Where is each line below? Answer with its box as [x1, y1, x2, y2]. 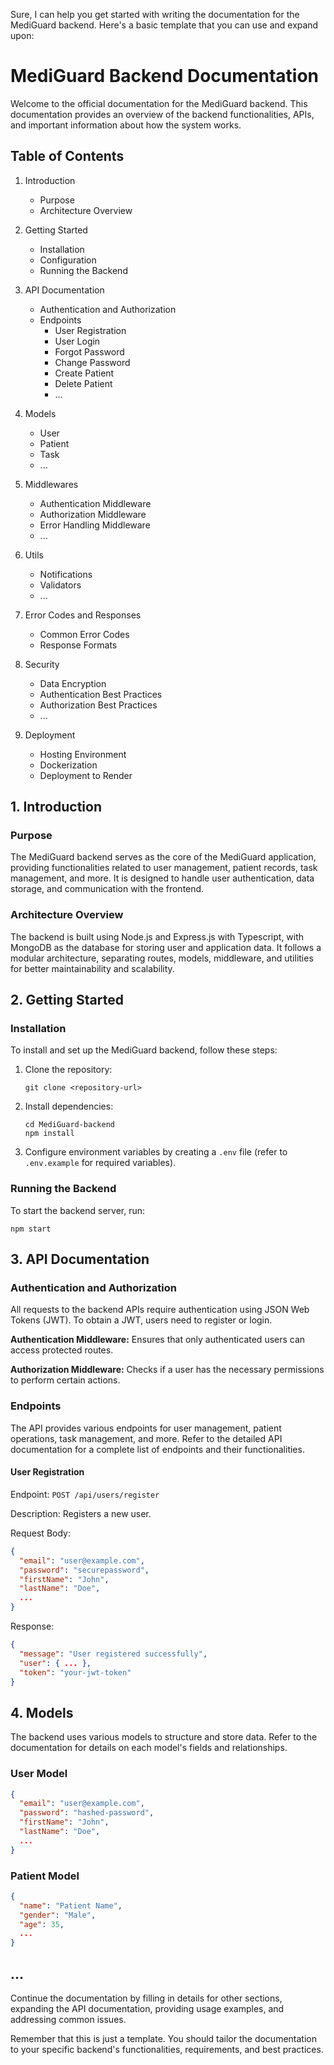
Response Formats [39, 639, 118, 651]
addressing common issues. [10, 2014, 127, 2025]
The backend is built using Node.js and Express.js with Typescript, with [10, 930, 305, 943]
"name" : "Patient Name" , [19, 1900, 123, 1911]
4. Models [10, 1704, 74, 1721]
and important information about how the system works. [10, 119, 242, 131]
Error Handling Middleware [39, 519, 151, 531]
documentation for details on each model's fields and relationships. [10, 1742, 288, 1754]
